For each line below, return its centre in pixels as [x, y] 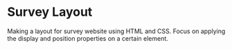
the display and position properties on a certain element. [88, 38]
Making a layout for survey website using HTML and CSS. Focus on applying [116, 31]
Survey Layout [50, 12]
